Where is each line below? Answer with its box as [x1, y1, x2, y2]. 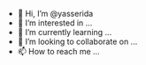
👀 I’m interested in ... [17, 18, 93, 28]
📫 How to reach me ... [17, 47, 100, 56]
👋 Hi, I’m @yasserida [17, 9, 94, 18]
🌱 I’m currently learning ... [17, 27, 112, 37]
